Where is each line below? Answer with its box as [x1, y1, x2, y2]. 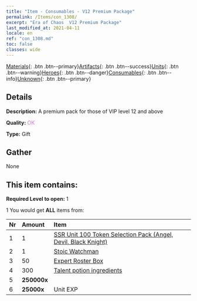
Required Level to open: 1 [6, 196, 69, 203]
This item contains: [6, 180, 78, 190]
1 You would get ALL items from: [6, 207, 84, 214]
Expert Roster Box [53, 257, 104, 265]
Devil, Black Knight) [53, 238, 108, 246]
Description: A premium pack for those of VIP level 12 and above [6, 108, 163, 115]
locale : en [6, 30, 33, 36]
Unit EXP [53, 285, 78, 293]
